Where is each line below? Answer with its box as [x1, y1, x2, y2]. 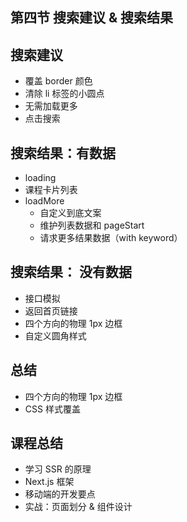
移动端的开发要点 [24, 488, 96, 500]
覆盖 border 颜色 [24, 75, 93, 87]
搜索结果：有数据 [10, 144, 116, 162]
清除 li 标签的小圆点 [24, 88, 105, 100]
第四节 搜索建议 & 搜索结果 [10, 9, 174, 27]
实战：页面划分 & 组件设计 [24, 501, 133, 513]
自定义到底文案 [39, 207, 102, 219]
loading [24, 172, 57, 184]
